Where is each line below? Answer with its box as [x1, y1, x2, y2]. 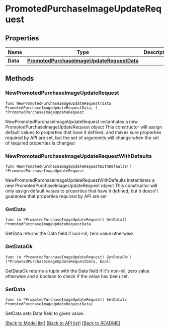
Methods [5, 74, 34, 83]
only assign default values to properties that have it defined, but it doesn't [5, 187, 158, 194]
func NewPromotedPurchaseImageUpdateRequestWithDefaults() [5, 164, 132, 169]
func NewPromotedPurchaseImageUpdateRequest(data [5, 101, 112, 106]
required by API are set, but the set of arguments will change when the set [5, 135, 159, 141]
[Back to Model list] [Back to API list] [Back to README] [5, 320, 121, 326]
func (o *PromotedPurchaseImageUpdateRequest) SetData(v [5, 297, 127, 302]
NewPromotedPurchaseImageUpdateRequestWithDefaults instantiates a [5, 177, 155, 183]
